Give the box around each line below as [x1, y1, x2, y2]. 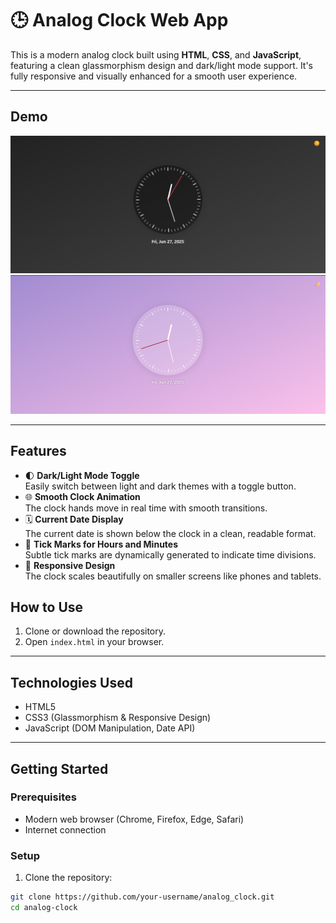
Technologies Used [10, 674, 133, 691]
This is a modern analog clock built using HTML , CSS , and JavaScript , [10, 48, 302, 61]
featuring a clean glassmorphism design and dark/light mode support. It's [10, 59, 314, 71]
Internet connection [24, 823, 107, 836]
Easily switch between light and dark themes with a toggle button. [24, 480, 297, 492]
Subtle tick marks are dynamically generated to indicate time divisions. [24, 548, 317, 561]
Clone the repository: [24, 872, 113, 884]
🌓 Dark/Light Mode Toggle [24, 469, 140, 481]
